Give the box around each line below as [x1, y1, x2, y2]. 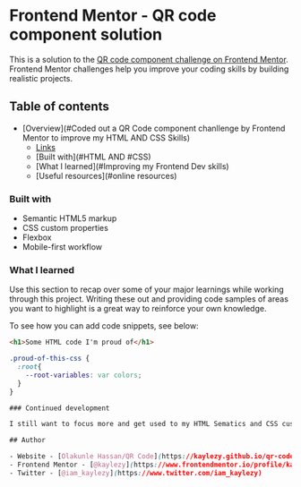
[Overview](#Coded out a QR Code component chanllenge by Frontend [21, 123, 286, 133]
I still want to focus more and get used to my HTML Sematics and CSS [9, 420, 279, 429]
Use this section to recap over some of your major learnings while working [9, 284, 284, 295]
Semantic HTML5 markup [21, 213, 117, 224]
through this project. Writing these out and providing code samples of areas [9, 294, 289, 304]
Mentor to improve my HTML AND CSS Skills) [21, 132, 191, 143]
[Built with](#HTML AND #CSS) [35, 151, 151, 162]
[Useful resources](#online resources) [35, 170, 177, 181]
